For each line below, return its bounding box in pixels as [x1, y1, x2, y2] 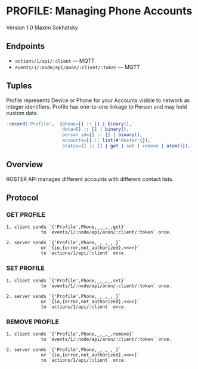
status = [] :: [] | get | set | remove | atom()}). [62, 143, 191, 149]
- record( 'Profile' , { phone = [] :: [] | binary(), [6, 121, 132, 127]
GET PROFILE [6, 211, 46, 219]
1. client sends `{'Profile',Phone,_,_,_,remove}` [6, 331, 135, 337]
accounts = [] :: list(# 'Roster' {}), [62, 137, 151, 144]
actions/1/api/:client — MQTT [14, 57, 95, 64]
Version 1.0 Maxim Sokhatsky [6, 24, 79, 31]
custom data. [6, 109, 39, 116]
